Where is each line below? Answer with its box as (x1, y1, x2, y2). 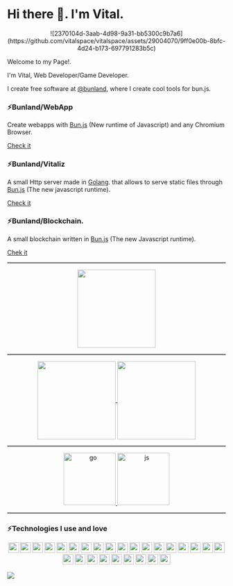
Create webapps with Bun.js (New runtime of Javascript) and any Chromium (7, 121, 225, 129)
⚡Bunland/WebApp (7, 102, 74, 112)
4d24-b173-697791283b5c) (77, 44, 156, 52)
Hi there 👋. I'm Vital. (7, 6, 124, 22)
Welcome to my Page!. (7, 57, 71, 65)
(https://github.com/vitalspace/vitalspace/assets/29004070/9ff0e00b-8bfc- (7, 36, 226, 44)
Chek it (7, 248, 28, 257)
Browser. (7, 128, 33, 136)
